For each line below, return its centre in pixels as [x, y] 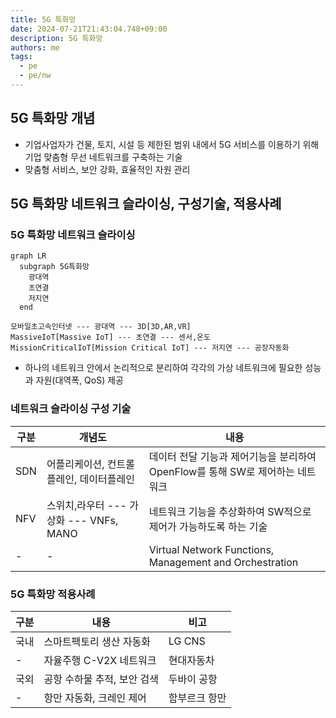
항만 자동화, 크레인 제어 [95, 698]
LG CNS [187, 641]
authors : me [35, 47]
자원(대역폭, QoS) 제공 [79, 380]
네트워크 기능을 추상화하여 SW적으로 [230, 511]
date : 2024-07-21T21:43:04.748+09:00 [89, 29]
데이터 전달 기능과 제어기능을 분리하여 [232, 456]
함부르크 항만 [197, 698]
